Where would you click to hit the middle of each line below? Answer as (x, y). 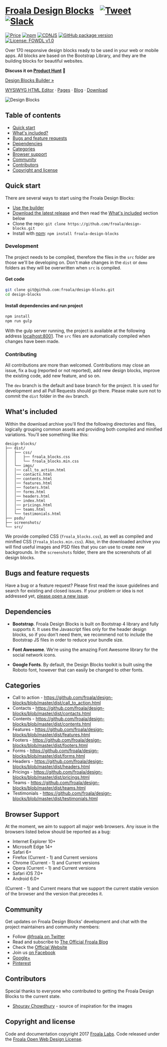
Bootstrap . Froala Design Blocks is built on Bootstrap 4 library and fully (85, 624)
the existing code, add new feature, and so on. (53, 376)
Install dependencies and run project (44, 306)
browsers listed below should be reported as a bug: (58, 832)
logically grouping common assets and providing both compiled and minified (84, 429)
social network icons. (34, 655)
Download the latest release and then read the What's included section (85, 213)
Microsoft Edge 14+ (32, 847)
